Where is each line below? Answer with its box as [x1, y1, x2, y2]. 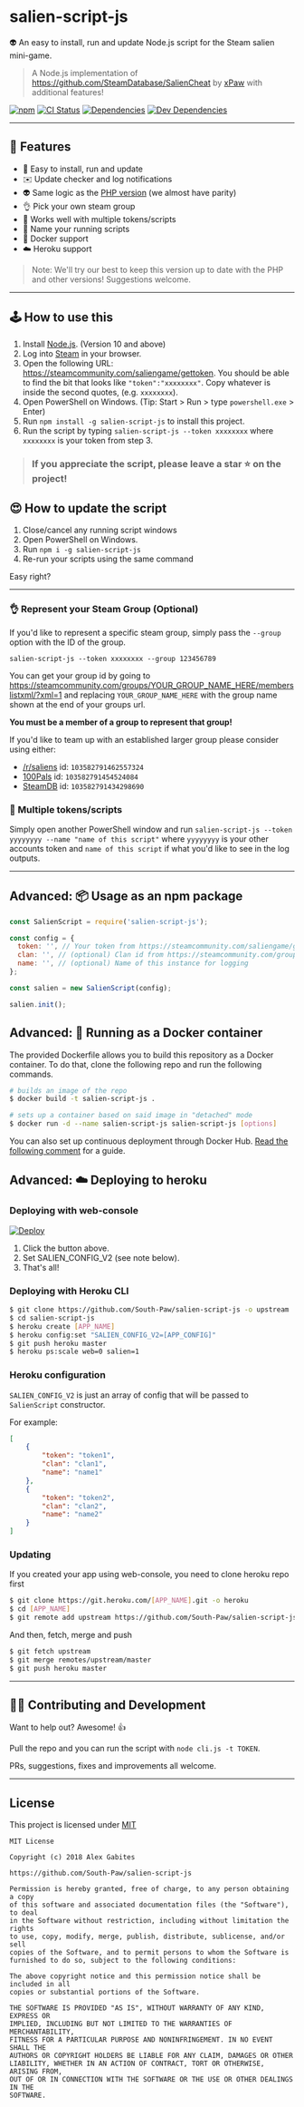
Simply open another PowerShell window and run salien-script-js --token [9, 824, 292, 834]
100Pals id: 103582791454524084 [22, 771, 138, 782]
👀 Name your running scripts [22, 223, 130, 234]
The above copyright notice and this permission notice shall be [9, 1972, 261, 1981]
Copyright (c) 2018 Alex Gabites [9, 1853, 136, 1862]
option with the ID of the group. [9, 637, 127, 648]
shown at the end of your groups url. [9, 698, 147, 709]
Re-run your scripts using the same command [22, 553, 195, 564]
